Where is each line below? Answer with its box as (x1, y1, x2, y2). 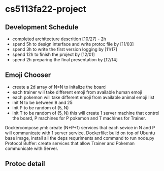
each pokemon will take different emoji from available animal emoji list (12, 94, 155, 100)
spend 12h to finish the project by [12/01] (12, 51, 95, 57)
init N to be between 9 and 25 (12, 99, 73, 105)
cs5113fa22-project (5, 3, 87, 15)
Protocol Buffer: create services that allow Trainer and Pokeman (5, 140, 135, 146)
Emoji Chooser (5, 71, 51, 79)
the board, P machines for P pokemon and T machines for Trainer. (12, 115, 146, 121)
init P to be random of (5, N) (12, 104, 69, 111)
